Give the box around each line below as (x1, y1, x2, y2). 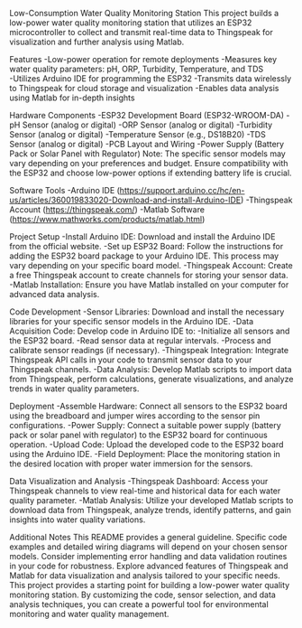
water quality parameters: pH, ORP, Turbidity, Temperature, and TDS (9, 63, 264, 74)
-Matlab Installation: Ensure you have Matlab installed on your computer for (9, 279, 289, 290)
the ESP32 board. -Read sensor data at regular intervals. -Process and (9, 335, 272, 346)
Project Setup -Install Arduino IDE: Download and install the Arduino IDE (9, 231, 276, 242)
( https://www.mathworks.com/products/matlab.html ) (9, 214, 206, 224)
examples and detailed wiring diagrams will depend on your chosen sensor (9, 541, 288, 552)
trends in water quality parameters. (9, 383, 140, 394)
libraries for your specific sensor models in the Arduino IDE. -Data (9, 316, 254, 326)
